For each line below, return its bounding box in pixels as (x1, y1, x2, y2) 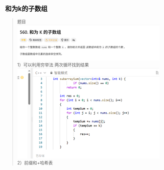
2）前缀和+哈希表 (17, 160, 53, 166)
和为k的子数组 (5, 4, 48, 13)
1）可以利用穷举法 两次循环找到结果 (17, 62, 89, 68)
